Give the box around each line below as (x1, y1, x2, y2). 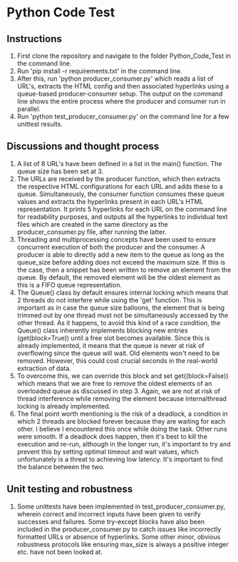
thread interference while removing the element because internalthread (16, 394, 227, 403)
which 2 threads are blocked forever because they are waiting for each (16, 417, 226, 425)
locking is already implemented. (16, 402, 111, 410)
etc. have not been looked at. (16, 547, 103, 556)
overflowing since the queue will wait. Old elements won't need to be (16, 349, 220, 357)
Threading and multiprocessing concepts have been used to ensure (16, 235, 217, 243)
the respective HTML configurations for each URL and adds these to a (16, 182, 224, 190)
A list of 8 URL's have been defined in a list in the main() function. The (16, 159, 222, 168)
